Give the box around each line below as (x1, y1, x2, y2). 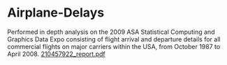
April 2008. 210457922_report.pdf (7, 50, 106, 58)
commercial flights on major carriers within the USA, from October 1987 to (7, 42, 221, 50)
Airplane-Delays (7, 5, 105, 21)
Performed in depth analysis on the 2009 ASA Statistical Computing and (7, 28, 215, 36)
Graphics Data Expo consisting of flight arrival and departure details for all (7, 35, 221, 43)
